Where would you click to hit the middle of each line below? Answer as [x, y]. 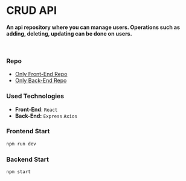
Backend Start [28, 159]
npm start [19, 172]
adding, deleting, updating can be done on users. [69, 33]
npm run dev [21, 144]
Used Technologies [35, 96]
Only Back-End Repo [41, 81]
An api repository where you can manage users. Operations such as [93, 27]
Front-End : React [36, 109]
